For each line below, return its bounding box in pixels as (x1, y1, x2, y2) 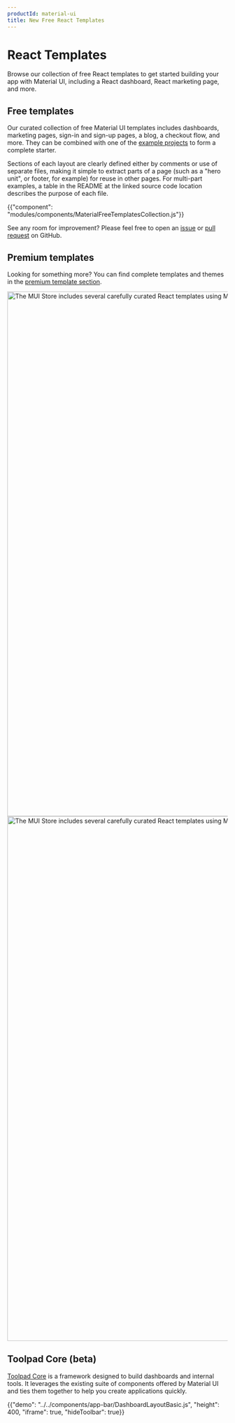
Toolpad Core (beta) (7, 1353, 97, 1365)
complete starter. (7, 146, 57, 155)
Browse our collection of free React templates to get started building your (7, 70, 219, 78)
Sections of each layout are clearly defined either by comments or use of (7, 160, 218, 168)
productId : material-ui (7, 10, 77, 17)
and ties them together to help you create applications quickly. (7, 1387, 187, 1395)
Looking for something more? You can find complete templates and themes (7, 270, 225, 278)
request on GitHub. (7, 232, 62, 240)
